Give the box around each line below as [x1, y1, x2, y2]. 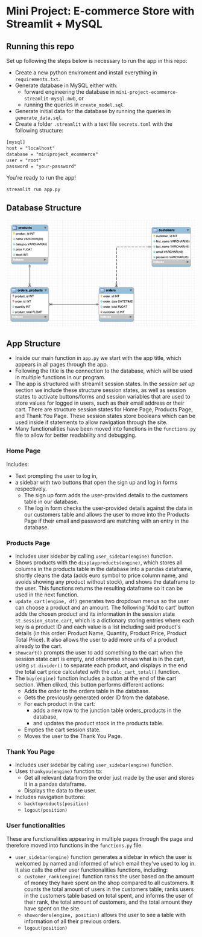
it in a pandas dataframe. [24, 780, 86, 788]
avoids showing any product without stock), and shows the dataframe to [14, 578, 195, 585]
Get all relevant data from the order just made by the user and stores [24, 774, 195, 782]
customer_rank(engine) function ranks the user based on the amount [24, 872, 195, 880]
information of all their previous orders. [24, 918, 121, 925]
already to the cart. [14, 642, 63, 650]
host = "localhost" [6, 145, 55, 151]
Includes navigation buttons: [14, 794, 86, 801]
